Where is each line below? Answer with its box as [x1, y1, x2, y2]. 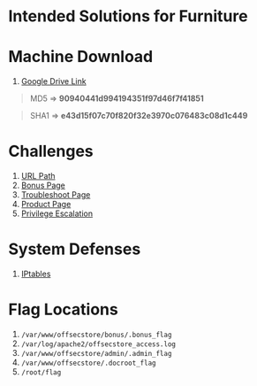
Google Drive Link [20, 76, 87, 87]
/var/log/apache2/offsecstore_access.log [20, 339, 176, 349]
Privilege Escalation [20, 208, 94, 219]
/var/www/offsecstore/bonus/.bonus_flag [20, 330, 172, 339]
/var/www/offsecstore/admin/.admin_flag [20, 349, 172, 358]
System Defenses [8, 239, 141, 259]
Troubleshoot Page [20, 189, 91, 200]
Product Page [20, 199, 72, 210]
